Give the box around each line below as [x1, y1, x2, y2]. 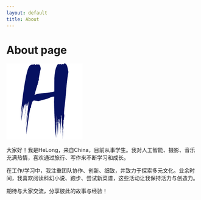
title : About [6, 16, 40, 22]
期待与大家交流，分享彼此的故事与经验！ [6, 187, 108, 195]
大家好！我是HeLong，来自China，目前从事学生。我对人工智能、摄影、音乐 [6, 147, 196, 154]
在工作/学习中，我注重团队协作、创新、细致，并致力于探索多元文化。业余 [6, 167, 190, 174]
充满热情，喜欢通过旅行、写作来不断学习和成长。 [6, 154, 129, 161]
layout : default [6, 10, 48, 16]
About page [6, 43, 67, 57]
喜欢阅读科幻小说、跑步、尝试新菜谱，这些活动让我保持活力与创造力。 [22, 174, 199, 182]
